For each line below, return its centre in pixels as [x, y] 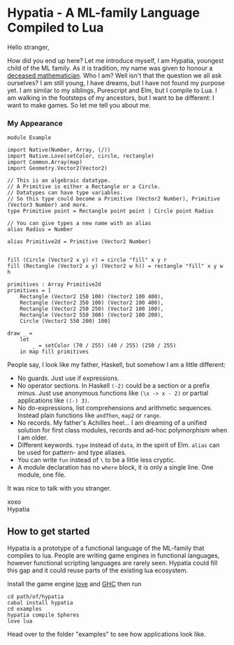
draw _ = [20, 333]
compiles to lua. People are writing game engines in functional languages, [114, 556]
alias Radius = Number [40, 230]
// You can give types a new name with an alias [79, 224]
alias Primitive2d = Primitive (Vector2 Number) [79, 242]
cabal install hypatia [40, 603]
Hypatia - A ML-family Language [104, 13]
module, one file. [42, 475]
